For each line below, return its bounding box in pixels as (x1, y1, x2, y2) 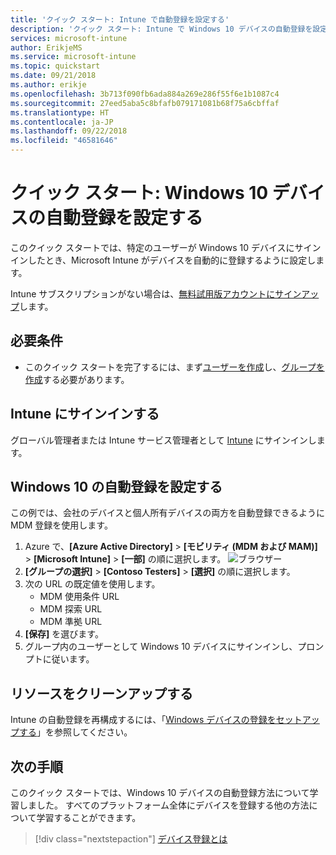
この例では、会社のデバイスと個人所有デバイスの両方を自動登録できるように (10, 507, 325, 519)
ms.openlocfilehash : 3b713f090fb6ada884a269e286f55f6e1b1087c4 (10, 89, 280, 99)
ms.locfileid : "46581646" (10, 136, 118, 146)
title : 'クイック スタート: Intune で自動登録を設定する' (10, 14, 230, 25)
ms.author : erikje (10, 80, 87, 90)
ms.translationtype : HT (10, 107, 110, 118)
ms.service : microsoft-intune (10, 52, 137, 62)
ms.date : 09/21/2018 (10, 71, 97, 81)
